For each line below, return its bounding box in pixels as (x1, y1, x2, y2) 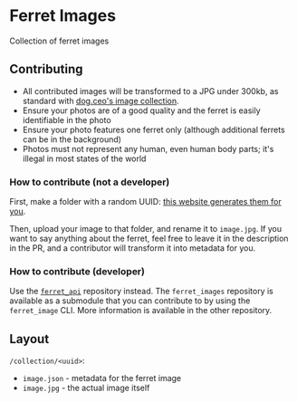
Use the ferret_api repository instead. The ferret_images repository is (9, 286, 273, 297)
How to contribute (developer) (9, 264, 145, 277)
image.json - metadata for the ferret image (22, 373, 182, 384)
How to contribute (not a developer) (9, 176, 170, 188)
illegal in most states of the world (22, 153, 147, 164)
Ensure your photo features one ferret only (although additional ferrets (22, 124, 285, 135)
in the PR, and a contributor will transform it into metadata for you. (9, 243, 256, 254)
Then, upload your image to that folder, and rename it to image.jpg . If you (9, 224, 283, 234)
